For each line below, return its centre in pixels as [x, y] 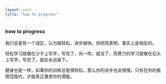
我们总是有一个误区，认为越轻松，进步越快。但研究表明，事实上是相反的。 [81, 43]
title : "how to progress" [32, 14]
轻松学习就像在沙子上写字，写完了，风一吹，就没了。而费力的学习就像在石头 [83, 53]
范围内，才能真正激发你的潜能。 [42, 76]
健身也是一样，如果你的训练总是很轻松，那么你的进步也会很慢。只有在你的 [81, 70]
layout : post [19, 10]
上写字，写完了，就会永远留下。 [38, 59]
